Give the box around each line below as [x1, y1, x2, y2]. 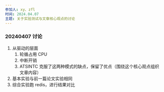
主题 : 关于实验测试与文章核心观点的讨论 [5, 16, 75, 21]
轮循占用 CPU [19, 51, 47, 57]
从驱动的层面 [12, 45, 38, 51]
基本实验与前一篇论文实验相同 [12, 75, 72, 81]
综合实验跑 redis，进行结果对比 [12, 81, 75, 88]
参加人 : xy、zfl [5, 7, 35, 12]
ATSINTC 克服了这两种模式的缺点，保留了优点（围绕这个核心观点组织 [19, 63, 160, 69]
